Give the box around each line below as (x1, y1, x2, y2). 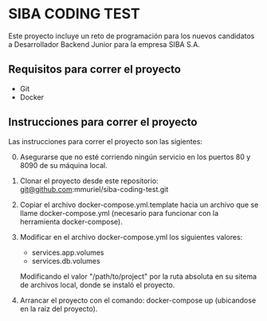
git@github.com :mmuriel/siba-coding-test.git (19, 184, 169, 194)
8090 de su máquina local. (19, 160, 108, 170)
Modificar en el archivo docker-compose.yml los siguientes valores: (19, 232, 243, 241)
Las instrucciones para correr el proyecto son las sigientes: (8, 136, 203, 146)
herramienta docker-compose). (19, 217, 124, 226)
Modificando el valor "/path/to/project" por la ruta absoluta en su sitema (19, 272, 257, 281)
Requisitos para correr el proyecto (8, 63, 182, 76)
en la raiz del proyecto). (19, 303, 98, 313)
